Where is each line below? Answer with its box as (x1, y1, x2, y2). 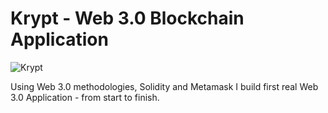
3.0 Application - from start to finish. (10, 91, 160, 103)
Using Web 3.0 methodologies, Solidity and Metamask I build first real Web (10, 80, 319, 92)
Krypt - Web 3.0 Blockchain (10, 7, 245, 30)
